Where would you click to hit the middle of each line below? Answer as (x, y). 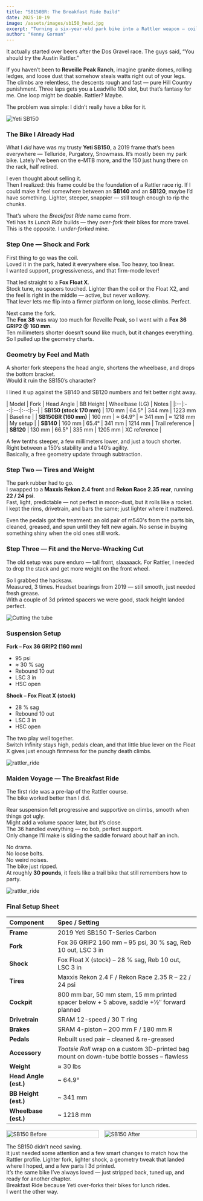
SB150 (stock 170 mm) (73, 410)
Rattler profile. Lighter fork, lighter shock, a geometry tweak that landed (95, 1159)
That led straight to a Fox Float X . (48, 282)
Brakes (20, 1029)
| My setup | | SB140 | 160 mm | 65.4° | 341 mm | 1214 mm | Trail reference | (101, 423)
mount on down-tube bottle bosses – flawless (123, 1057)
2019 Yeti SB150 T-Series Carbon (107, 933)
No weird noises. (27, 860)
